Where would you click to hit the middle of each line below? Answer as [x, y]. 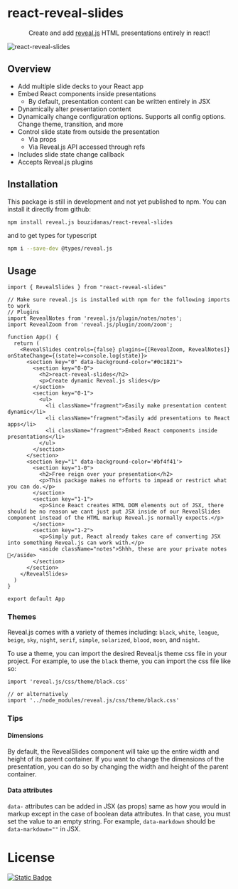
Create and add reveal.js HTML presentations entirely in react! [119, 33]
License [31, 857]
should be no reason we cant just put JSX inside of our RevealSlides [114, 512]
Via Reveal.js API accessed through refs [87, 147]
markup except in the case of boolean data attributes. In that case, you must [119, 813]
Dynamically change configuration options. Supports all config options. [121, 116]
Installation [33, 184]
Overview [29, 69]
